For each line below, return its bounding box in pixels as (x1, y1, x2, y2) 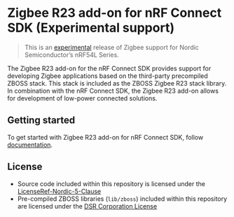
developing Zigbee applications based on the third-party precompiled (7, 72, 208, 80)
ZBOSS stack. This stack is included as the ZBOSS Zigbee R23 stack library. (7, 79, 227, 87)
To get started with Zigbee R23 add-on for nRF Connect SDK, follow (7, 133, 204, 141)
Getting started (7, 114, 76, 126)
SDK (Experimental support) (7, 20, 175, 36)
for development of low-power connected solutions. (7, 93, 158, 103)
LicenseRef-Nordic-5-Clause (17, 187, 102, 195)
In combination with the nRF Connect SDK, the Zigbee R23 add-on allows (7, 86, 219, 95)
